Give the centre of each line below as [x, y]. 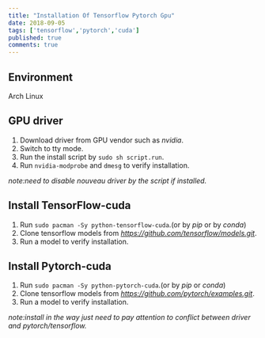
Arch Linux [26, 96]
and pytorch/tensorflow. [47, 326]
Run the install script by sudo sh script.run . [92, 157]
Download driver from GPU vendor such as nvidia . [102, 140]
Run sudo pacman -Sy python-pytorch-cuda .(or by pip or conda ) [123, 285]
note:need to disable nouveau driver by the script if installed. [108, 180]
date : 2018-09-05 [37, 23]
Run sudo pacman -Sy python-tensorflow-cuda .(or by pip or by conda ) [133, 224]
